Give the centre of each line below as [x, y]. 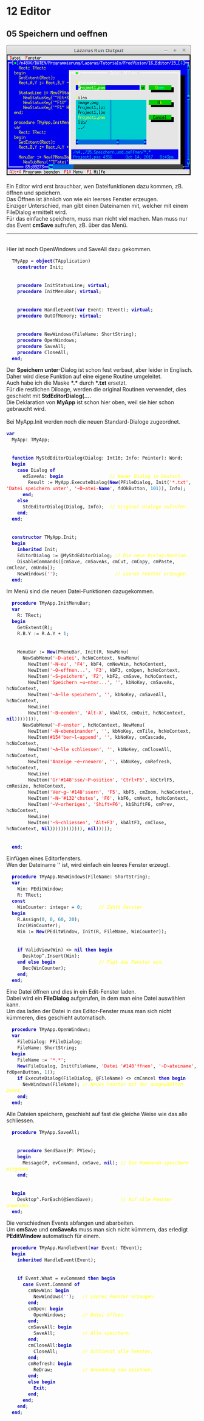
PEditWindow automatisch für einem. [53, 1236]
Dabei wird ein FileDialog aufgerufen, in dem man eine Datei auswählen [96, 998]
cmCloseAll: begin [50, 1345]
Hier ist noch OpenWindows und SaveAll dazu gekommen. [79, 249]
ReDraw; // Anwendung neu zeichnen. [93, 1370]
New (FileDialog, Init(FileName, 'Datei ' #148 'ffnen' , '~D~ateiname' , [107, 1066]
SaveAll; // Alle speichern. [82, 1333]
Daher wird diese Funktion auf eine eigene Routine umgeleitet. [84, 376]
